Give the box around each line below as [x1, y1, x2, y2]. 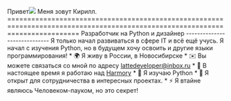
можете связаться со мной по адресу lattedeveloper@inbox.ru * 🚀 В [7, 62, 207, 69]
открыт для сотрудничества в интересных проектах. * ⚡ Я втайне [7, 76, 201, 85]
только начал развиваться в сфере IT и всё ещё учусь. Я [56, 36, 224, 45]
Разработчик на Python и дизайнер [80, 30, 185, 37]
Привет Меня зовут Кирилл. [7, 8, 97, 15]
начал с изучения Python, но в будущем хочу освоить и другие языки [7, 44, 213, 52]
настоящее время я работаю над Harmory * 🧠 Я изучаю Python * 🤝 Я [7, 69, 210, 77]
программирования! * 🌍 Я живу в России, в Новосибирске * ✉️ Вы [7, 52, 207, 60]
